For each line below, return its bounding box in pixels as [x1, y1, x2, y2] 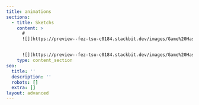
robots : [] [11, 79, 38, 86]
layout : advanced [6, 90, 49, 96]
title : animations [6, 8, 52, 15]
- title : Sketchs [11, 19, 54, 25]
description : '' [11, 74, 52, 80]
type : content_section [17, 57, 73, 63]
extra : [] [11, 85, 36, 91]
